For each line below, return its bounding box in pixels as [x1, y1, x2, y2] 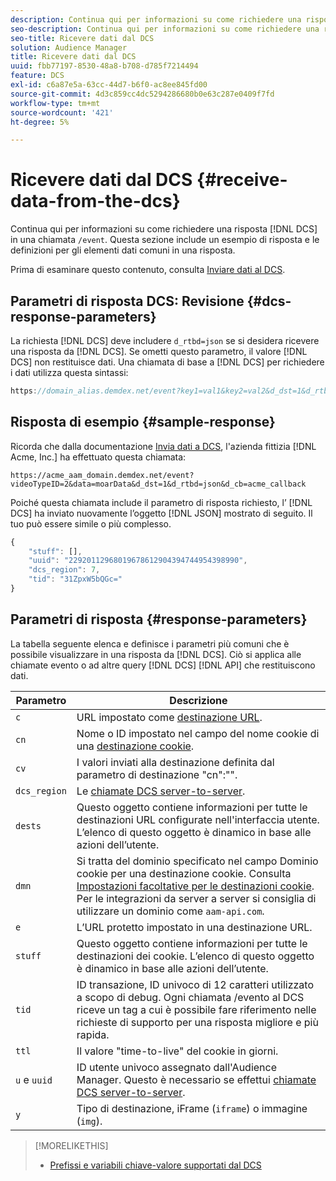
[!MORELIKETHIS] [34, 1139, 109, 1151]
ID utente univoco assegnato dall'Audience [76, 1060, 278, 1074]
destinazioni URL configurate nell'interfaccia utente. [76, 812, 320, 826]
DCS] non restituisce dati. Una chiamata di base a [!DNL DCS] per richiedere [10, 356, 325, 368]
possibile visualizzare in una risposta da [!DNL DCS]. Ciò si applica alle [10, 648, 302, 660]
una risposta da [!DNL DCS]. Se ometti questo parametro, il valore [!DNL [10, 346, 308, 357]
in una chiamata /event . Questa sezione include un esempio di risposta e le [10, 234, 320, 246]
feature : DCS [10, 71, 65, 81]
